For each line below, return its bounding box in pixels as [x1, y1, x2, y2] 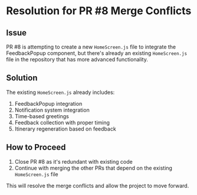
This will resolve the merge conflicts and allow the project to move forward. [6, 182, 189, 189]
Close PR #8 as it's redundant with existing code [14, 158, 133, 165]
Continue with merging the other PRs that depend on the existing [14, 164, 173, 171]
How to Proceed [6, 142, 66, 152]
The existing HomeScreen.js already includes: [6, 89, 115, 96]
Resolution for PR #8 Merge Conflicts [6, 4, 192, 18]
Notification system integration [14, 106, 90, 113]
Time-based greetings [14, 112, 69, 119]
